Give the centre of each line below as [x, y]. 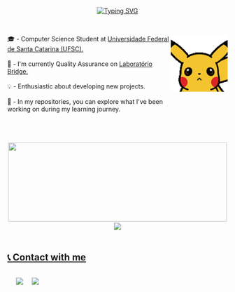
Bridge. [18, 72]
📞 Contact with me [47, 257]
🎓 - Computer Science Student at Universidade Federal [88, 39]
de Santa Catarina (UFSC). [45, 49]
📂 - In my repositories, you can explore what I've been [85, 102]
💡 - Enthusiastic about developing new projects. [76, 86]
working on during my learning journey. [64, 109]
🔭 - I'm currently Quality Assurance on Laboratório [80, 64]
